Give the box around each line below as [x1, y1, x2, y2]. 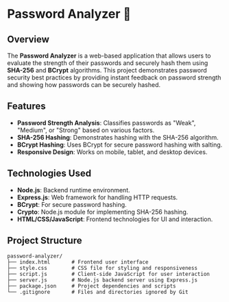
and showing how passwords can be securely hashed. [7, 81, 161, 88]
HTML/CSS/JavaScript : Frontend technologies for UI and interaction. [16, 215, 213, 223]
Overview [7, 34, 50, 45]
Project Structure [7, 235, 82, 247]
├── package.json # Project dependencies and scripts [7, 283, 176, 290]
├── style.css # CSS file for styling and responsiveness [7, 265, 197, 272]
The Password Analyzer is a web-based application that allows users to [7, 51, 211, 60]
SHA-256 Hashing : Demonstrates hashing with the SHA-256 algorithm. [16, 133, 219, 141]
